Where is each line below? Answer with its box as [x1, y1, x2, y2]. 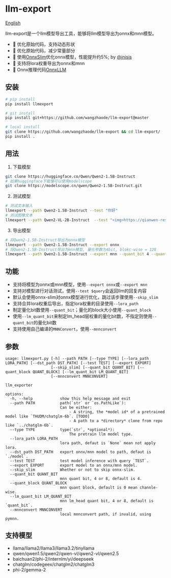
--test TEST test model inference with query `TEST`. [10, 458, 149, 463]
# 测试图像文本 [5, 213, 33, 218]
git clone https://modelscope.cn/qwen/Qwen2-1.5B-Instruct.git [5, 184, 142, 189]
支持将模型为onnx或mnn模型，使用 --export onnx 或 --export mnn [12, 282, 148, 288]
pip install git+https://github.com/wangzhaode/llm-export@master [5, 115, 149, 120]
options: [5, 391, 24, 397]
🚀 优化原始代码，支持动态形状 [12, 41, 75, 47]
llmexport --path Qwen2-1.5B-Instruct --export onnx [5, 242, 120, 247]
